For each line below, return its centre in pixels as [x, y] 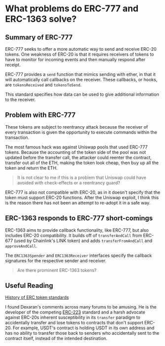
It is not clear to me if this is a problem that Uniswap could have [82, 177]
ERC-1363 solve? [41, 19]
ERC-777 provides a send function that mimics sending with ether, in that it [81, 74]
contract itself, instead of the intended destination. [56, 339]
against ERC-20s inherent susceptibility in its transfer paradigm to [73, 317]
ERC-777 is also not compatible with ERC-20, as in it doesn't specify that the [83, 192]
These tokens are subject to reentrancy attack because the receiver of [77, 127]
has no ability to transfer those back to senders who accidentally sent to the [82, 333]
